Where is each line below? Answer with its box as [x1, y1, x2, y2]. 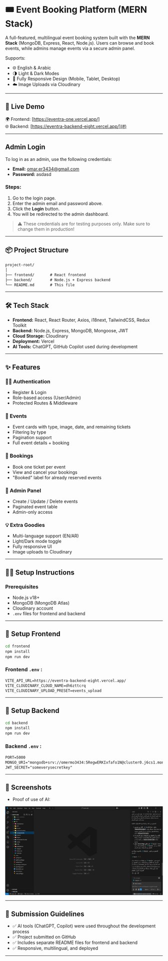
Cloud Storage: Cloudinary [12, 333, 68, 339]
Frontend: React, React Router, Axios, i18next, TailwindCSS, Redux [12, 317, 150, 323]
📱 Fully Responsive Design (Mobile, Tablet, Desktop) [12, 76, 120, 82]
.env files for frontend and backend [12, 611, 86, 617]
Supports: [5, 55, 26, 61]
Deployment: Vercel [12, 338, 54, 344]
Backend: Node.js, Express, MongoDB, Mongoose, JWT [12, 328, 128, 334]
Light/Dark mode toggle [12, 538, 61, 544]
